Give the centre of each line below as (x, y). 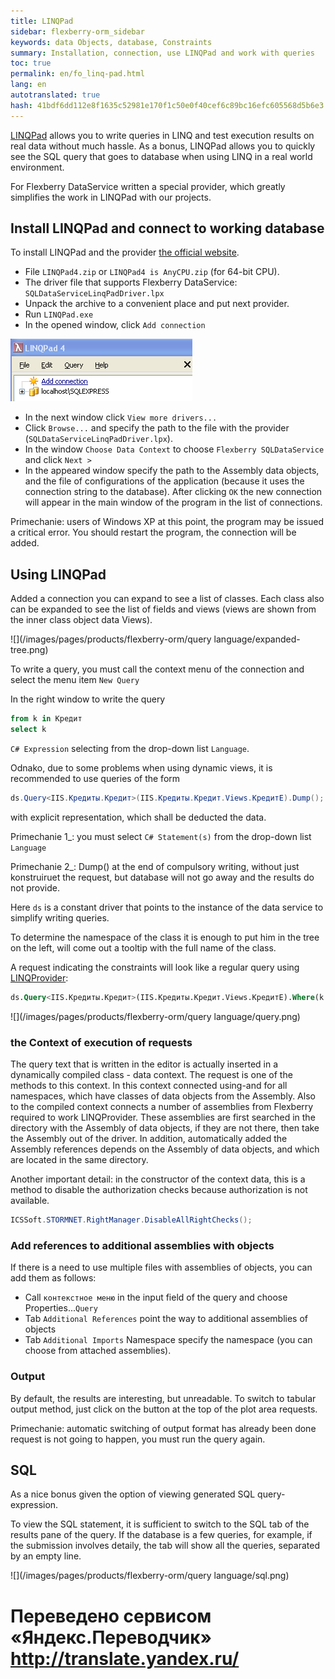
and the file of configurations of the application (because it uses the (164, 481)
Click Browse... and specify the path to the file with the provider (157, 428)
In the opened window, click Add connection (115, 325)
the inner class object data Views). (81, 620)
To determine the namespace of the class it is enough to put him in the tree (165, 937)
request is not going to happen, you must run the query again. (138, 1439)
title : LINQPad (42, 21)
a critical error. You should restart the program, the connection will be (153, 532)
